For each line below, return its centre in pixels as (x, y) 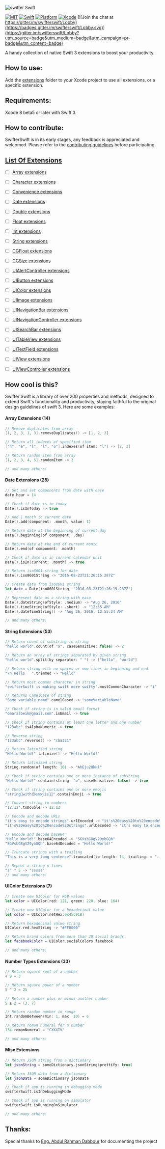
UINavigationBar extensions (40, 310)
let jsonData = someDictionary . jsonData (47, 1078)
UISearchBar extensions (37, 329)
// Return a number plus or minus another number (57, 999)
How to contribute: (34, 128)
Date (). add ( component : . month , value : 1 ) (48, 522)
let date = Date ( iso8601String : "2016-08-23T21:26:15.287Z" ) (69, 589)
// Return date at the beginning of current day (56, 531)
